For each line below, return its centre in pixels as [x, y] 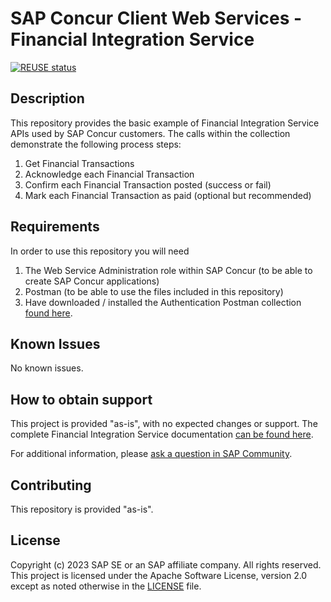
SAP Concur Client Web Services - [156, 18]
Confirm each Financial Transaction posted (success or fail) [148, 184]
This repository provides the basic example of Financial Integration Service [165, 123]
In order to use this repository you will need [100, 251]
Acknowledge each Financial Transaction [109, 174]
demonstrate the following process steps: [96, 144]
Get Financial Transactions [79, 163]
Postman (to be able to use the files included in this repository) [154, 291]
